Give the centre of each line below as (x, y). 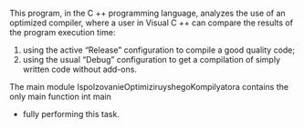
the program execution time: (63, 32)
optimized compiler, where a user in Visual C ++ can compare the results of (152, 23)
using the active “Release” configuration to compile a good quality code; (159, 50)
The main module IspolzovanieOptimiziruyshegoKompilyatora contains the (149, 87)
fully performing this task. (71, 114)
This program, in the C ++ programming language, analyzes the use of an (147, 13)
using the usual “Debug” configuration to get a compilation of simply (152, 59)
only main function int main (60, 96)
